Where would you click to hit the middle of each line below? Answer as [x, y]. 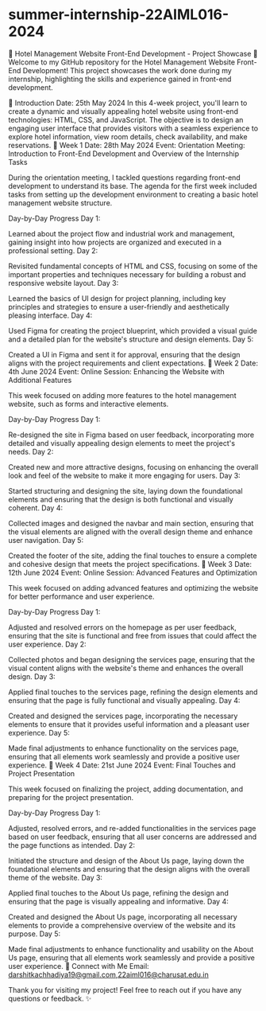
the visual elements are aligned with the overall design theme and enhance [131, 532]
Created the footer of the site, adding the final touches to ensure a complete [133, 556]
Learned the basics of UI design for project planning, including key [117, 298]
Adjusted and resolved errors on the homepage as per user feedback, [122, 627]
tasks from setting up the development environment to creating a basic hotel [133, 194]
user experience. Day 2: [47, 644]
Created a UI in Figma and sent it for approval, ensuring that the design [124, 354]
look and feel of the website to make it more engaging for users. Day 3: [124, 475]
